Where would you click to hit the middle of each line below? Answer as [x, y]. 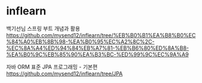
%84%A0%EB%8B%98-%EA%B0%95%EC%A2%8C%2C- [81, 41]
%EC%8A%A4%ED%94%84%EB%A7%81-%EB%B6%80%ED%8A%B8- [98, 48]
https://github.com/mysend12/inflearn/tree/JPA [65, 73]
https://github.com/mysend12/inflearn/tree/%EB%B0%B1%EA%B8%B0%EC [101, 35]
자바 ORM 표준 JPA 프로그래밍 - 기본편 [52, 67]
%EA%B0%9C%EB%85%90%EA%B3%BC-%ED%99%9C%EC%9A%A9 [98, 54]
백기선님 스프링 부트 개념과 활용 [43, 28]
